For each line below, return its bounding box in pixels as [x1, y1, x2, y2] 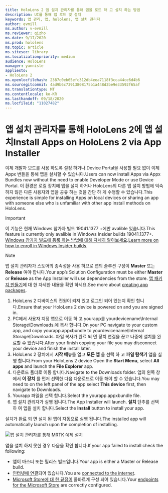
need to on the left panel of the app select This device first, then [12, 381, 146, 387]
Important [5, 215, 26, 221]
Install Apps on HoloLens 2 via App [13, 137, 161, 148]
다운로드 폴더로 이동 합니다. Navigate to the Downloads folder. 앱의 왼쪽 [12, 369, 155, 375]
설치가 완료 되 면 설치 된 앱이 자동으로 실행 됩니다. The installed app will [5, 416, 146, 422]
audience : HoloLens [5, 59, 46, 64]
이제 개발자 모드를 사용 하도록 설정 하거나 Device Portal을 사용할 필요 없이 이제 [5, 165, 159, 171]
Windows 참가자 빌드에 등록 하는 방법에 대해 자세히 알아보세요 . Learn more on [5, 237, 159, 243]
